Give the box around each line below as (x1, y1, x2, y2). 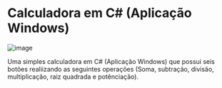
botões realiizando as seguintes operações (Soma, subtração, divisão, (7, 65, 214, 73)
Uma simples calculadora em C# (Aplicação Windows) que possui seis (7, 57, 216, 65)
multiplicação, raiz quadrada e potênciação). (7, 72, 139, 81)
